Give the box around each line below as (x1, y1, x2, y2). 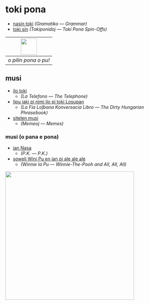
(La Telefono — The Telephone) (20, 93, 88, 99)
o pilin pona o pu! (8, 56, 50, 64)
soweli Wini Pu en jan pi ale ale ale (12, 156, 86, 162)
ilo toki (12, 87, 27, 93)
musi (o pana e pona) (5, 133, 59, 140)
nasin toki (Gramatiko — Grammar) (12, 21, 87, 27)
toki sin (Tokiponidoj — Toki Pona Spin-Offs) (12, 26, 107, 32)
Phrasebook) (20, 109, 48, 116)
